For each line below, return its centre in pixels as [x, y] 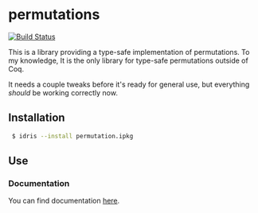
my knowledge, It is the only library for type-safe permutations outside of [128, 60]
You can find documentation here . [64, 201]
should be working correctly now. [63, 92]
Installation [37, 118]
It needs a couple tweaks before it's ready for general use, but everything [129, 84]
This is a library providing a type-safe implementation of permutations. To [129, 52]
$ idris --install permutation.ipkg [72, 136]
